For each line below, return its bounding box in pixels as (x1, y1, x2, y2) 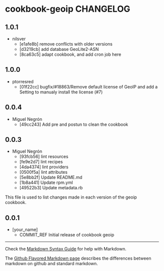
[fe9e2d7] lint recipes (19, 159, 63, 165)
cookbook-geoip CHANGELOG (5, 3, 130, 15)
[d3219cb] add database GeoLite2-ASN (19, 46, 99, 52)
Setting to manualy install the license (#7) (19, 89, 103, 95)
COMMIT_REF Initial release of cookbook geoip (19, 232, 115, 238)
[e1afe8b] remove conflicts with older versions (19, 41, 113, 47)
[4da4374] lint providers (19, 164, 69, 170)
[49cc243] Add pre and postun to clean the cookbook (19, 121, 128, 127)
